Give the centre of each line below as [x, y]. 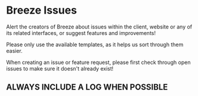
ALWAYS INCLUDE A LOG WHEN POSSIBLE [87, 87]
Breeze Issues [42, 10]
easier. [14, 50]
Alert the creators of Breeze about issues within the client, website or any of [99, 27]
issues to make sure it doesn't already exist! [60, 68]
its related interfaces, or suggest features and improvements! [81, 33]
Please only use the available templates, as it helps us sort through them [95, 44]
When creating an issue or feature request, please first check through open [98, 62]
